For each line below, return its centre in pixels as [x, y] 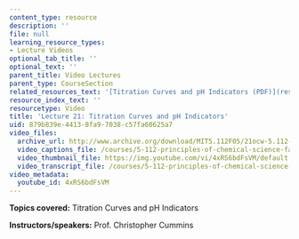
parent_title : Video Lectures [65, 76]
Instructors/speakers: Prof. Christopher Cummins [101, 225]
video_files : [33, 133]
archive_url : [41, 141]
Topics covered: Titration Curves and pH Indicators [104, 208]
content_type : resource [53, 17]
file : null [29, 34]
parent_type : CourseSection [61, 84]
